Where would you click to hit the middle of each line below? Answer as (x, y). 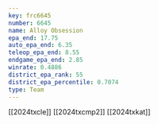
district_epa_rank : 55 (46, 75)
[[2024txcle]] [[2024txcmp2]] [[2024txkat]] (79, 112)
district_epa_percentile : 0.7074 (64, 82)
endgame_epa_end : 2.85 (46, 60)
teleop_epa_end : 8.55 (44, 52)
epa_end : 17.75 (33, 38)
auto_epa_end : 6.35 (40, 45)
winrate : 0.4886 (35, 68)
